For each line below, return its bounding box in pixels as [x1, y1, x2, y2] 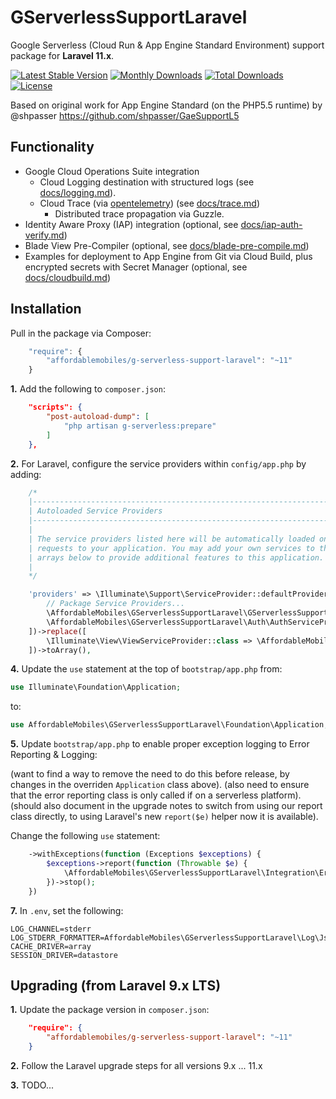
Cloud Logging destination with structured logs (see [39, 176, 255, 188]
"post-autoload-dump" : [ [46, 412, 150, 422]
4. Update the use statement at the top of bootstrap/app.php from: [10, 663, 283, 675]
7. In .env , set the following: [10, 904, 124, 916]
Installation [10, 301, 82, 318]
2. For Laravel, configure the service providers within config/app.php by [10, 457, 307, 470]
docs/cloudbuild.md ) [24, 271, 112, 283]
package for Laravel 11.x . [10, 49, 115, 61]
